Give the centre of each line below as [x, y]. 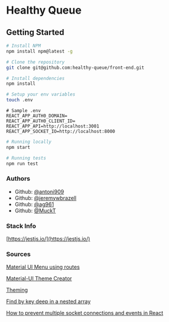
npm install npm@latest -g [39, 51]
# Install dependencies [36, 78]
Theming [17, 290]
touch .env [20, 100]
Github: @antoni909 [39, 192]
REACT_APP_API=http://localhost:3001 [53, 126]
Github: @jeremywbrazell [46, 198]
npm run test [22, 164]
